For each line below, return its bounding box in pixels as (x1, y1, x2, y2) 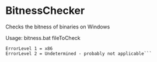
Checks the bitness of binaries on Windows (5, 23, 110, 30)
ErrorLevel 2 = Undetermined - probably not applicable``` (5, 50, 152, 56)
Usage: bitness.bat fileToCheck (5, 34, 81, 41)
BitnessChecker (5, 4, 85, 17)
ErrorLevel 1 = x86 (5, 45, 53, 52)
